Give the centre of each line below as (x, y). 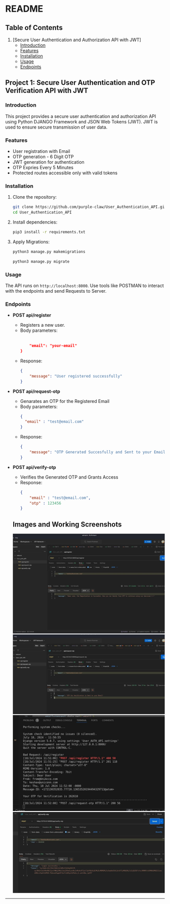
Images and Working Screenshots (67, 524)
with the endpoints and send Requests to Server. (56, 291)
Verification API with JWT (47, 91)
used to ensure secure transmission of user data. (56, 127)
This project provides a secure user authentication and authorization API (81, 116)
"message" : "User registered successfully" (76, 376)
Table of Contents (34, 28)
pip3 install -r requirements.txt (49, 232)
